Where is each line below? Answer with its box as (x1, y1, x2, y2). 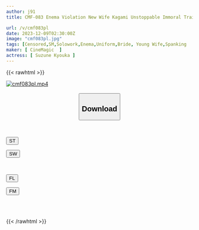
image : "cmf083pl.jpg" (6, 36, 62, 42)
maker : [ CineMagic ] (6, 47, 62, 53)
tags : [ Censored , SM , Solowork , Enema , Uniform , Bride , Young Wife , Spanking (6, 41, 187, 47)
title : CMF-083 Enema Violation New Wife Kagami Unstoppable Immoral (6, 14, 182, 20)
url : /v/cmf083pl (6, 25, 49, 31)
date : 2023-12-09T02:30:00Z (6, 30, 76, 36)
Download (82, 104, 117, 113)
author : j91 (6, 8, 36, 15)
